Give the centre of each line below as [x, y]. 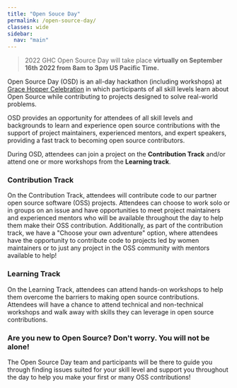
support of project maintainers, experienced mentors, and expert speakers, [117, 133]
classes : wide [28, 27]
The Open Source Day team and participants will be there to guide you [110, 363]
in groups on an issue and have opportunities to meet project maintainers [114, 210]
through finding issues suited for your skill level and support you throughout [118, 370]
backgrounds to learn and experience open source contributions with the [114, 125]
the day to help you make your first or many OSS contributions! [99, 377]
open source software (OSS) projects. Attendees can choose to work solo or [118, 203]
